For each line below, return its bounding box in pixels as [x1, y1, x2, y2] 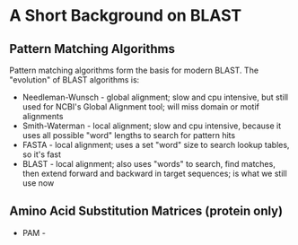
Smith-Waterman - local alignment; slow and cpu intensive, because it [22, 120, 282, 131]
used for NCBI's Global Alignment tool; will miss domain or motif [22, 101, 260, 112]
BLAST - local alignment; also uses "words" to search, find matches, [22, 159, 276, 169]
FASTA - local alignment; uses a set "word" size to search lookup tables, [22, 140, 290, 150]
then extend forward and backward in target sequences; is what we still [22, 168, 287, 179]
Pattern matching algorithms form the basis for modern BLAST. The [9, 65, 259, 75]
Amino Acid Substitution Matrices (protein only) [9, 204, 284, 219]
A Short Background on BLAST [9, 5, 242, 26]
